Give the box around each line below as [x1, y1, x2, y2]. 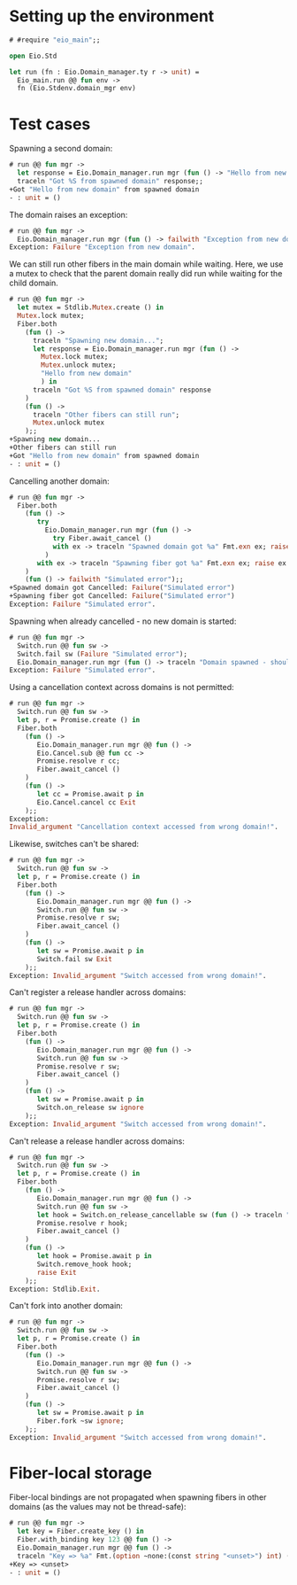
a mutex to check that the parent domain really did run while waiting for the [9, 268, 283, 279]
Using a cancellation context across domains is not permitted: [9, 682, 234, 693]
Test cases [9, 113, 91, 134]
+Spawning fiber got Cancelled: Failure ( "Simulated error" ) [9, 592, 236, 601]
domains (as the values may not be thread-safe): [9, 1502, 187, 1512]
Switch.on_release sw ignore [36, 1103, 144, 1112]
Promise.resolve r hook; [36, 1218, 128, 1228]
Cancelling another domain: [9, 476, 110, 486]
